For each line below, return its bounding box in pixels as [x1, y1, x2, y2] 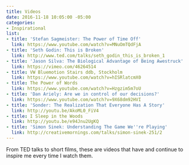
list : [6, 31, 19, 37]
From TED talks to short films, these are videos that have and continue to [6, 145, 184, 153]
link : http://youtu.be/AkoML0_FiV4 [11, 108, 99, 114]
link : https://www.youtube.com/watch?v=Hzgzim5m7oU [11, 86, 142, 92]
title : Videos [6, 8, 41, 15]
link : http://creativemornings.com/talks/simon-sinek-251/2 [11, 130, 162, 136]
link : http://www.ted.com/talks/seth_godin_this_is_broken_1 [11, 53, 165, 59]
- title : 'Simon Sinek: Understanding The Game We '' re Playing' [6, 124, 168, 130]
